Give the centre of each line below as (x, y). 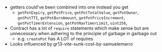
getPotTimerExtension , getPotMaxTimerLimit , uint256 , (72, 23)
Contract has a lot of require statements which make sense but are (79, 28)
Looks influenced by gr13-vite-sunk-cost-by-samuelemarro (71, 44)
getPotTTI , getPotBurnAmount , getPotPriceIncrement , (71, 18)
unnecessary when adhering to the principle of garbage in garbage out (83, 33)
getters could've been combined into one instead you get (69, 7)
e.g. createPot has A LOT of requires (55, 39)
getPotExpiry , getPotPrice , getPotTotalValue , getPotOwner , (78, 12)
